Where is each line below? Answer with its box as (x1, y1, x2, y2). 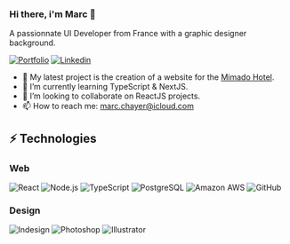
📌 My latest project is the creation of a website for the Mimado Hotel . (21, 72, 275, 83)
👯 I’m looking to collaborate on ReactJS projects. (21, 91, 201, 101)
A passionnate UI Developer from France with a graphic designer (9, 28, 247, 39)
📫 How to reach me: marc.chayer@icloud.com (21, 101, 194, 112)
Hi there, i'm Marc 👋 (9, 8, 96, 20)
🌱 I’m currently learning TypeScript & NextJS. (21, 82, 189, 92)
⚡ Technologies (9, 130, 97, 146)
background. (9, 37, 56, 48)
